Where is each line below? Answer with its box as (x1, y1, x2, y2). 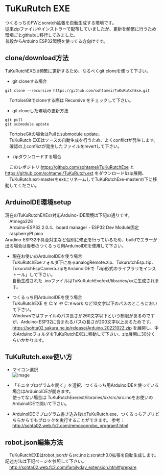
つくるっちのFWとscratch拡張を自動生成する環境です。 (5, 20, 117, 25)
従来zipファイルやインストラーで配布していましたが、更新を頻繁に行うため (5, 25, 157, 32)
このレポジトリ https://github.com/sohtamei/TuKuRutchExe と (9, 164, 135, 170)
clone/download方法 (5, 54, 69, 62)
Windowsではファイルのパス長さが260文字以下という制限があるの (12, 312, 146, 319)
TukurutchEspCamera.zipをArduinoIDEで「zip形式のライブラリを (12, 265, 143, 271)
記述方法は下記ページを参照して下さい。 (5, 458, 87, 464)
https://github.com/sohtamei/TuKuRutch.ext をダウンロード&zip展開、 (5, 170, 146, 176)
